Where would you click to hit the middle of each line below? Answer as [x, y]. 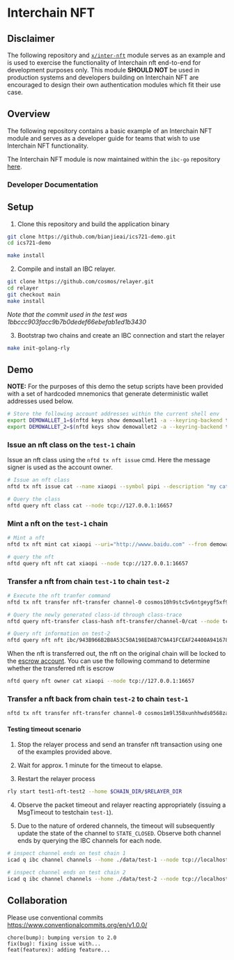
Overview [29, 114]
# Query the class [34, 499]
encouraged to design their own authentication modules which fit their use [114, 85]
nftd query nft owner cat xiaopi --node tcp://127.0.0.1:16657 [101, 681]
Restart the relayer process [56, 779]
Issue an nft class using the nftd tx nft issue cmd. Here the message [109, 460]
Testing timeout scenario [44, 729]
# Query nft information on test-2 [59, 634]
